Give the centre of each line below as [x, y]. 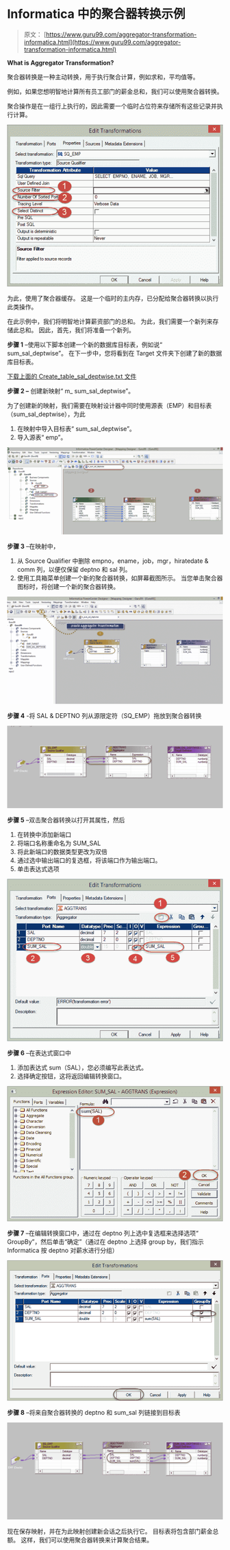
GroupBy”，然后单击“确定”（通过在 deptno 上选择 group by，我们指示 [105, 1241]
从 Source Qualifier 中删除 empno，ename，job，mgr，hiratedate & [113, 561]
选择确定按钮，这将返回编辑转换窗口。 [71, 1076]
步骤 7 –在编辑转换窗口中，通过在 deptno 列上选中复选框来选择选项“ [103, 1233]
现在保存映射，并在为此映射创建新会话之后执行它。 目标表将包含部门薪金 [110, 1531]
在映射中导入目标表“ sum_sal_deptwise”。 [76, 429]
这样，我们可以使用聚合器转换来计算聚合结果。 [86, 1540]
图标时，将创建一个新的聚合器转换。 [68, 587]
